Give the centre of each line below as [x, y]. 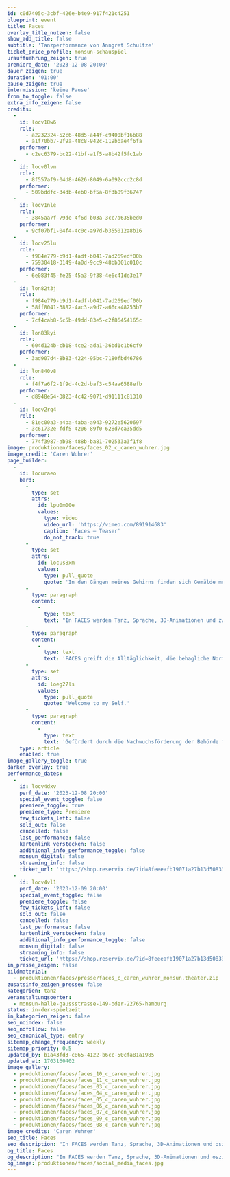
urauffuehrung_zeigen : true [47, 58]
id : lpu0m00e [56, 506]
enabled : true [39, 754]
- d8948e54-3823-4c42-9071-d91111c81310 [84, 397]
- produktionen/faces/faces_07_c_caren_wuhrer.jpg [87, 1112]
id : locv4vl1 [38, 882]
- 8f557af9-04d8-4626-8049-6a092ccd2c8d [84, 179]
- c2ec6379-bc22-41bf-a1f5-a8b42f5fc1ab [84, 154]
